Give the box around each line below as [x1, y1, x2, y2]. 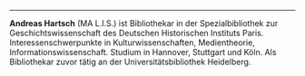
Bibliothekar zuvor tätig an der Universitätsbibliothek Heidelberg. [9, 56, 251, 67]
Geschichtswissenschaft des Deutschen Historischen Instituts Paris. [9, 28, 264, 38]
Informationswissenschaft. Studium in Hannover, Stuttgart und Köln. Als [9, 47, 277, 57]
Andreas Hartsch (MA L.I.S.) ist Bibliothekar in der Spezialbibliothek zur [9, 18, 279, 28]
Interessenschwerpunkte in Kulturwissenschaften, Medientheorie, [9, 37, 256, 48]
